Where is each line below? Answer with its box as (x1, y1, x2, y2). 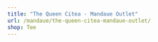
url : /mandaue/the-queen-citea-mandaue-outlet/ (7, 17, 152, 24)
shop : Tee (7, 23, 37, 31)
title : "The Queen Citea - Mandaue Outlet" (7, 10, 139, 18)
